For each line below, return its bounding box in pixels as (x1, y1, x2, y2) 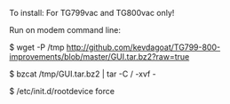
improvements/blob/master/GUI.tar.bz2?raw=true (9, 52, 190, 61)
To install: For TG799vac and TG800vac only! (9, 8, 175, 18)
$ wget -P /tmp (9, 42, 65, 52)
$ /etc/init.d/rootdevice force (9, 86, 115, 96)
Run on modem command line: (9, 25, 122, 35)
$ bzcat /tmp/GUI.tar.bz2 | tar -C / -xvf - (9, 68, 157, 79)
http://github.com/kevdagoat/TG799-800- (66, 42, 220, 52)
